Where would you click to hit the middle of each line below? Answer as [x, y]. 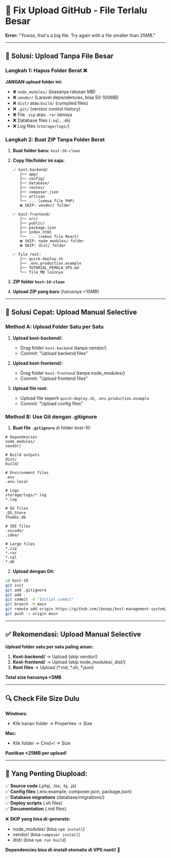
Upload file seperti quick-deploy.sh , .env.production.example [85, 398]
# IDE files [18, 526]
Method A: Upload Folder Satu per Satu [54, 327]
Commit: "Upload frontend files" [54, 378]
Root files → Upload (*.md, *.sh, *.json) [53, 667]
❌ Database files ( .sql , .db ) [41, 120]
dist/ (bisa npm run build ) [39, 840]
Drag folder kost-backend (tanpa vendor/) [63, 348]
